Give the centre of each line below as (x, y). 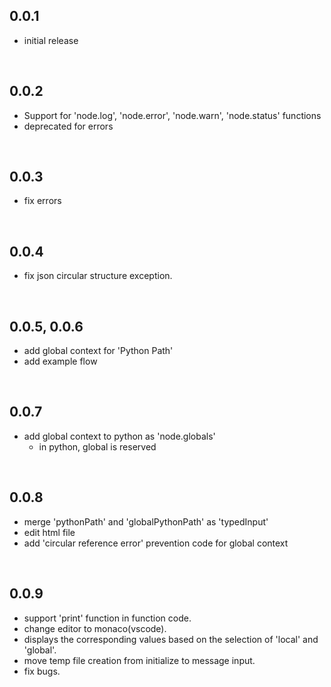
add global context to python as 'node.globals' (119, 436)
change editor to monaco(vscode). (95, 628)
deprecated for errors (68, 126)
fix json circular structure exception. (98, 276)
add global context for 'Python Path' (98, 351)
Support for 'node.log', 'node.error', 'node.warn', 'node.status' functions (172, 115)
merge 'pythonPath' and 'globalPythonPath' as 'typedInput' (146, 521)
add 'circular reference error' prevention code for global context (156, 543)
